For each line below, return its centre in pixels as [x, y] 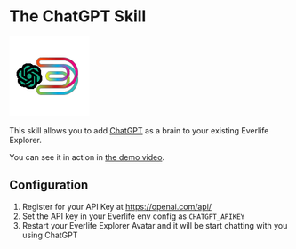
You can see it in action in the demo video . [87, 157]
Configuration [49, 185]
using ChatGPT [50, 235]
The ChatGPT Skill [78, 16]
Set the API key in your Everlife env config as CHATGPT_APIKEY [133, 216]
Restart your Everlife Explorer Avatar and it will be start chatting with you [155, 225]
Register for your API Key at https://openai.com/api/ [116, 206]
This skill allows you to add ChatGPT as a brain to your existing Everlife [139, 130]
